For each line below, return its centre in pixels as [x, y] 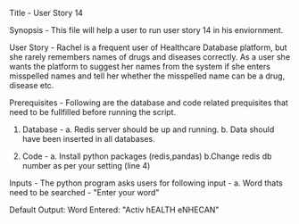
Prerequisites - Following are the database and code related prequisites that [149, 103]
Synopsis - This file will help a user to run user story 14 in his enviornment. [146, 30]
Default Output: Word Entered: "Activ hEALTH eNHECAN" [114, 210]
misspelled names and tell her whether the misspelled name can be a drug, [147, 76]
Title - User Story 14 [46, 13]
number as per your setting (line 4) [86, 166]
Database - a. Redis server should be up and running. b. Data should [148, 129]
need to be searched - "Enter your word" [84, 192]
